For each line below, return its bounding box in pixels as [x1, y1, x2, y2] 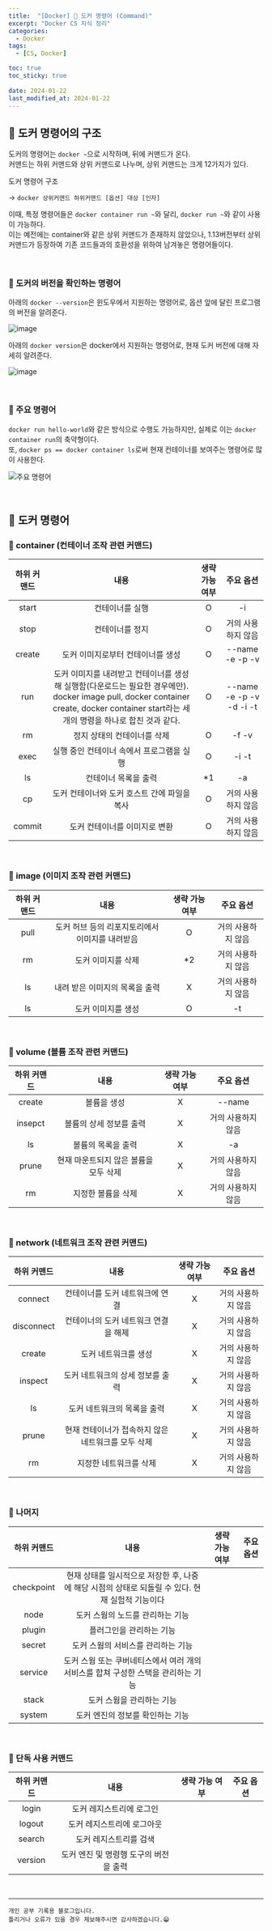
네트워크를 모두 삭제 [80, 1436, 153, 1448]
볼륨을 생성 [85, 1097, 125, 1108]
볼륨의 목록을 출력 [72, 1139, 138, 1151]
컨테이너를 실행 [94, 602, 149, 614]
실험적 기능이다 [109, 1594, 165, 1606]
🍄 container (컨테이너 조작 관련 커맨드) [8, 540, 153, 551]
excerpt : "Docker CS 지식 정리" [8, 19, 111, 28]
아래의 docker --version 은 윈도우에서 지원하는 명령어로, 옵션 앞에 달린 [8, 297, 233, 308]
